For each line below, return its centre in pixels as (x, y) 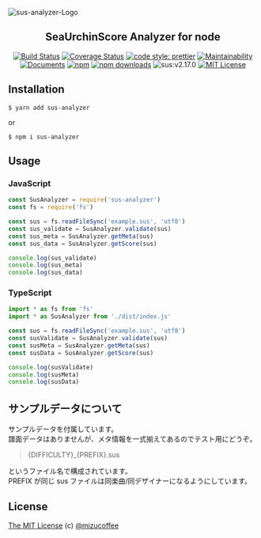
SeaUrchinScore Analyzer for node (133, 37)
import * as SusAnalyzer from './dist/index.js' (90, 316)
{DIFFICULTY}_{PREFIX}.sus (74, 455)
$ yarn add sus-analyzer (49, 108)
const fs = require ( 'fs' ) (51, 207)
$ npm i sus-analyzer (44, 137)
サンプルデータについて (65, 409)
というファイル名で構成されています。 (70, 472)
